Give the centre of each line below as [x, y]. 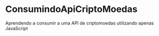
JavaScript [17, 28]
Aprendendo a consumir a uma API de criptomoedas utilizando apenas [80, 23]
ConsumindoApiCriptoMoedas [72, 9]
